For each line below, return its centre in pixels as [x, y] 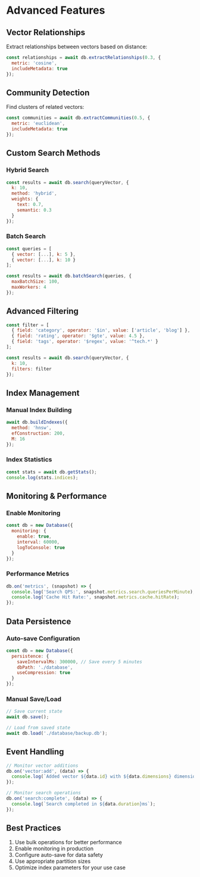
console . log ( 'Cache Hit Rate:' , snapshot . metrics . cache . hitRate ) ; [96, 597]
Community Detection [48, 93]
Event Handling [35, 752]
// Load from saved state [38, 728]
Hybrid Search [28, 170]
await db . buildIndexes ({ [37, 422]
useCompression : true [43, 673]
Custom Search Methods [53, 153]
